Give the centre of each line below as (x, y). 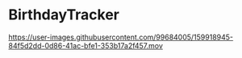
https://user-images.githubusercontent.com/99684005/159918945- (121, 37)
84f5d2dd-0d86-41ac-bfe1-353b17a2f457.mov (86, 45)
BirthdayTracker (64, 15)
